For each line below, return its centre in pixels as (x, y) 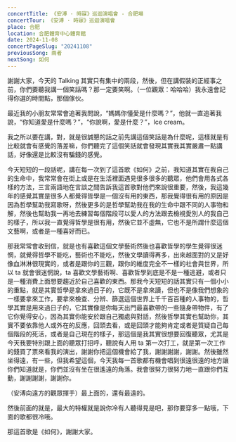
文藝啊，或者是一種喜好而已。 (50, 231)
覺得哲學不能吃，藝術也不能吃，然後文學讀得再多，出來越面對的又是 (124, 255)
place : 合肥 (24, 27)
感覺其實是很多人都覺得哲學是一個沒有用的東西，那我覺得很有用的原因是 (124, 196)
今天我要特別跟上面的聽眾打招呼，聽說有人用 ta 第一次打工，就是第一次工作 (117, 343)
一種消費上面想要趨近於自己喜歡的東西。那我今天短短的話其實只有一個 (114, 281)
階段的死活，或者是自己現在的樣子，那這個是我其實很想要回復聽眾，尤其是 (121, 334)
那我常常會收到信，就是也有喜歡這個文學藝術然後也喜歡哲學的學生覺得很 (112, 246)
